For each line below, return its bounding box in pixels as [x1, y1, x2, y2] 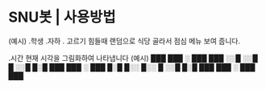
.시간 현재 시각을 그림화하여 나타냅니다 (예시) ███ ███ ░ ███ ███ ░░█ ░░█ [8, 53, 258, 63]
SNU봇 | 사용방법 [8, 8, 116, 26]
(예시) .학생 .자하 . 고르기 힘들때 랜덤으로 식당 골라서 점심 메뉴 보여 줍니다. [8, 36, 240, 46]
